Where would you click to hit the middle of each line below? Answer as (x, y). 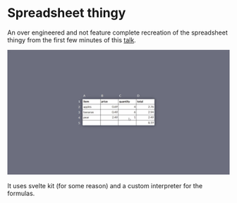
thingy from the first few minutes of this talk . (72, 39)
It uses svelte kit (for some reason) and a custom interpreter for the (105, 186)
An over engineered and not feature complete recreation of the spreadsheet (117, 32)
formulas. (21, 193)
